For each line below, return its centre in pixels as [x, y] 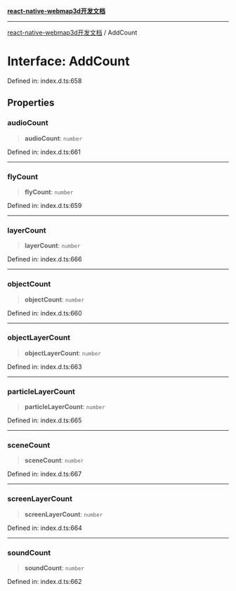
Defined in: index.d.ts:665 [45, 420]
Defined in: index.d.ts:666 [45, 259]
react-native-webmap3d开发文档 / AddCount [72, 32]
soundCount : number [54, 568]
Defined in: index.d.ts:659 [45, 205]
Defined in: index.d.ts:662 [45, 582]
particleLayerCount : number [65, 407]
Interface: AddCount [68, 61]
